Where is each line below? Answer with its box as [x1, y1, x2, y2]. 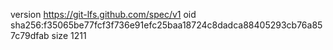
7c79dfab [10, 30, 50, 41]
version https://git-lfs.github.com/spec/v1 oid [10, 9, 197, 20]
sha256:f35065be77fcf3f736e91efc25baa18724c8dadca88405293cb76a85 [10, 19, 323, 31]
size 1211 [51, 30, 87, 41]
